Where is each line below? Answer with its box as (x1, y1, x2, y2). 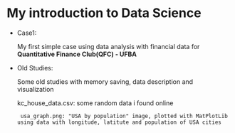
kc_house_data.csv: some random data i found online (16, 98, 174, 107)
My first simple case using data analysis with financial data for (16, 42, 200, 50)
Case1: (16, 28, 37, 37)
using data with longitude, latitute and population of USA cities (16, 119, 221, 126)
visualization (16, 85, 54, 93)
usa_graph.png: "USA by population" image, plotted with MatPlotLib (20, 112, 229, 119)
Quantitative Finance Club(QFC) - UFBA (16, 50, 137, 58)
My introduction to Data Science (6, 5, 202, 21)
